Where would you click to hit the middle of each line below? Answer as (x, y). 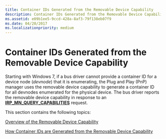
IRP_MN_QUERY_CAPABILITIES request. (46, 103)
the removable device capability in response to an (56, 98)
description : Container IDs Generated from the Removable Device (74, 14)
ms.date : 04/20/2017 (26, 23)
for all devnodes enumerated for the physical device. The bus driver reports (82, 92)
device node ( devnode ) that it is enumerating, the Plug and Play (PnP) (76, 82)
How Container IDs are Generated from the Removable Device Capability (79, 132)
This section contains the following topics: (48, 112)
